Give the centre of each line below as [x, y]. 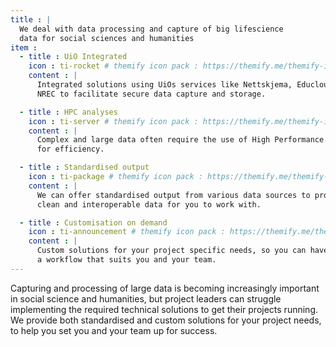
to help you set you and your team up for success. [114, 330]
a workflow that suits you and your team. [126, 260]
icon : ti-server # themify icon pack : [113, 121]
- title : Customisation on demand [93, 222]
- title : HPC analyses [68, 112]
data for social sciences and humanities [107, 38]
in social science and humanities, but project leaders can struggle [146, 298]
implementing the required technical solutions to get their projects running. [164, 309]
